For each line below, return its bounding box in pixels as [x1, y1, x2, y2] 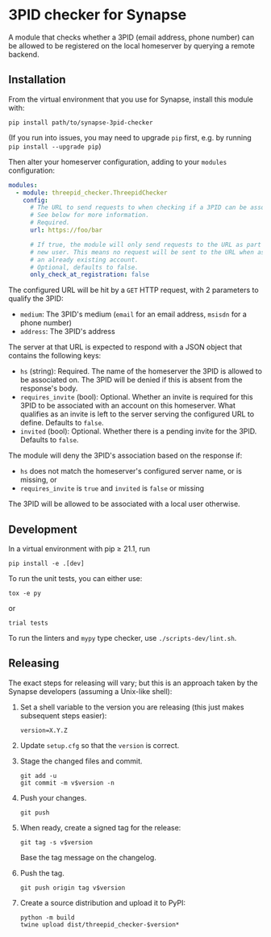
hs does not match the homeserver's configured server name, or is [19, 466, 242, 476]
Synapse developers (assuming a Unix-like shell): [8, 686, 173, 696]
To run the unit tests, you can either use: [8, 574, 143, 584]
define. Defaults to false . [19, 418, 104, 428]
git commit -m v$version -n [19, 779, 115, 787]
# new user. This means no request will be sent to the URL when [29, 248, 254, 256]
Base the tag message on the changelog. [19, 852, 157, 862]
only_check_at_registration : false [29, 270, 150, 279]
